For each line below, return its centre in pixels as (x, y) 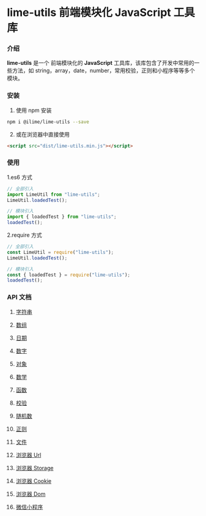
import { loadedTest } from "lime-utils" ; (62, 217)
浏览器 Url (28, 455)
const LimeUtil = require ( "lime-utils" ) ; (61, 252)
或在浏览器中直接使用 (42, 134)
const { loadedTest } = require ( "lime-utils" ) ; (69, 275)
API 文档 (19, 297)
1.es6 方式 (20, 177)
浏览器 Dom (31, 494)
